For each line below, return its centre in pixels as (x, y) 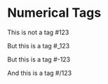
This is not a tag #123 (38, 32)
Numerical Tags (54, 13)
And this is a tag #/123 (40, 73)
